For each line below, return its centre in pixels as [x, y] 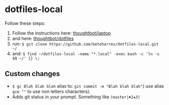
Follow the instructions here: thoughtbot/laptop [61, 33]
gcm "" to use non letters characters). [51, 91]
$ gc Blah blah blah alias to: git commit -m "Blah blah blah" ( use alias [88, 86]
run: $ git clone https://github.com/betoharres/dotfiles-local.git [85, 43]
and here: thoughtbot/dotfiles [43, 38]
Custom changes [33, 74]
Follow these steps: [25, 23]
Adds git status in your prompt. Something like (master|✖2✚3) [76, 96]
